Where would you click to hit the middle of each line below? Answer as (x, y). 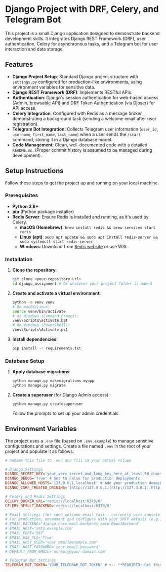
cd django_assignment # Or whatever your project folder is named (82, 284)
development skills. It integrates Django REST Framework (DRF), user (76, 39)
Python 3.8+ (25, 206)
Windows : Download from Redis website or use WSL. (74, 246)
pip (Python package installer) (43, 212)
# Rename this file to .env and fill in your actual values (68, 460)
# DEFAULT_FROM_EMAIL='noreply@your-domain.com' (56, 551)
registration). (25, 124)
